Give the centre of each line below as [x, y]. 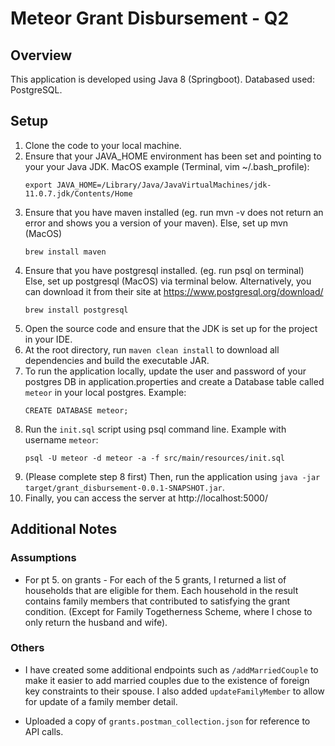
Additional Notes [64, 529]
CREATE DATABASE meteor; [76, 410]
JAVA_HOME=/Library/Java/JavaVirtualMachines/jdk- [164, 185]
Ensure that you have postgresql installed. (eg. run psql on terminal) [164, 270]
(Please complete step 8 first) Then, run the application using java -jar [172, 476]
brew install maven [65, 252]
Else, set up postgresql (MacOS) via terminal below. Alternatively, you [168, 281]
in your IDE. [48, 339]
